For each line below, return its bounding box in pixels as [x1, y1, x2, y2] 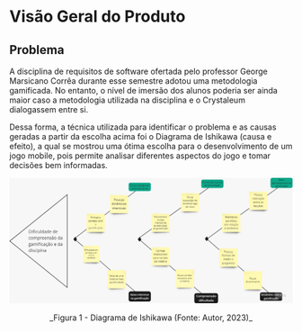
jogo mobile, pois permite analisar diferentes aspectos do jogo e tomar [9, 150, 271, 161]
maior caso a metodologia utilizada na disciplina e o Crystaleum [9, 94, 245, 105]
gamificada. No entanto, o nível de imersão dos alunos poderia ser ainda [9, 85, 279, 95]
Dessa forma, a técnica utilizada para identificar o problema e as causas [9, 121, 277, 132]
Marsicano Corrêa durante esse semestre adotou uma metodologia [9, 76, 258, 86]
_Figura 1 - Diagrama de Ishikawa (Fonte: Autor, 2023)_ [49, 312, 253, 323]
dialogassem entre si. [9, 104, 89, 114]
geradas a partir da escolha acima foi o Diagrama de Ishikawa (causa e [9, 131, 272, 141]
